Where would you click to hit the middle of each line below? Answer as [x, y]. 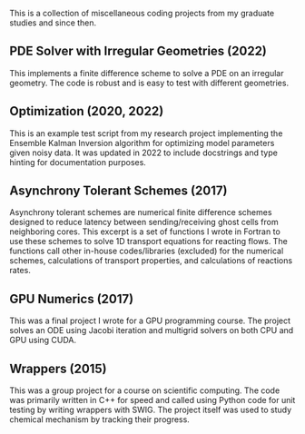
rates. [20, 271]
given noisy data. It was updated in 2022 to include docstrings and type [144, 153]
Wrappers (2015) [58, 368]
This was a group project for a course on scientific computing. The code [145, 390]
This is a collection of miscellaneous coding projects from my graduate [142, 13]
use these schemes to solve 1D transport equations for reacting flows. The [148, 242]
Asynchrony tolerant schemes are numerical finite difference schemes [141, 212]
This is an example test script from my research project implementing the [146, 133]
